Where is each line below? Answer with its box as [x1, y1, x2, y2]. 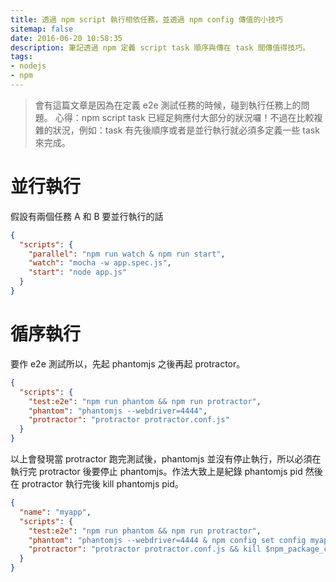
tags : [10, 52, 33, 62]
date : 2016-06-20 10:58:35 [10, 33, 123, 43]
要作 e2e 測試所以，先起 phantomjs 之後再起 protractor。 [10, 357, 246, 370]
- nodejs [10, 61, 47, 71]
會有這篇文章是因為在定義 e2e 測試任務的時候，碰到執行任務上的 [34, 99, 302, 111]
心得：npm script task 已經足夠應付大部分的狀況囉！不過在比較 [54, 111, 315, 123]
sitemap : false [10, 24, 74, 34]
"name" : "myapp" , [19, 507, 92, 517]
